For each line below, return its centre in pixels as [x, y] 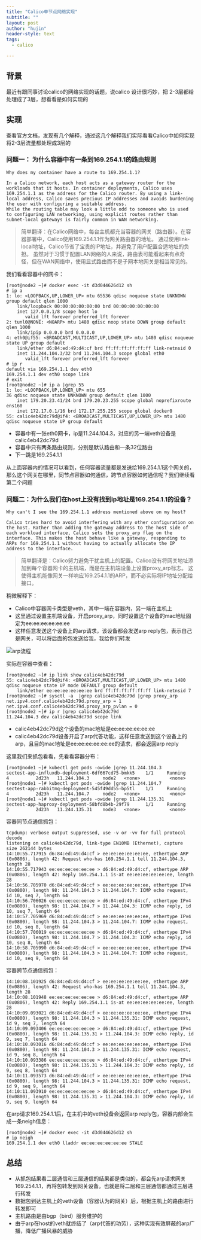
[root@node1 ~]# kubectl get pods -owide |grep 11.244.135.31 [85, 799]
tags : [13, 39]
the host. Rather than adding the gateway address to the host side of [97, 528]
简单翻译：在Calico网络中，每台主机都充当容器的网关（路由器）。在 [103, 231]
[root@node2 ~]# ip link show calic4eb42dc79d [65, 675]
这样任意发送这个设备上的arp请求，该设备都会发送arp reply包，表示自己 [103, 631]
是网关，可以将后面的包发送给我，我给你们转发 [72, 638]
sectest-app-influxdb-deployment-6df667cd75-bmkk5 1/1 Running [96, 773]
